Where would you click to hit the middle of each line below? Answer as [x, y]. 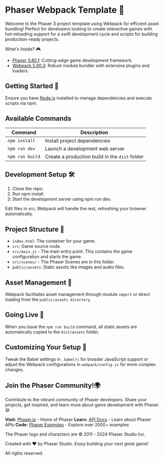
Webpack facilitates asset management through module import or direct [78, 294]
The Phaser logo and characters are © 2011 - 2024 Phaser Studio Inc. [75, 434]
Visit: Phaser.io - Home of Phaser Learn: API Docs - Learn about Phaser [78, 420]
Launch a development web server [85, 148]
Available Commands [38, 119]
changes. [14, 369]
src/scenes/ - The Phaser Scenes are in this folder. [63, 262]
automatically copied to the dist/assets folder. [52, 332]
